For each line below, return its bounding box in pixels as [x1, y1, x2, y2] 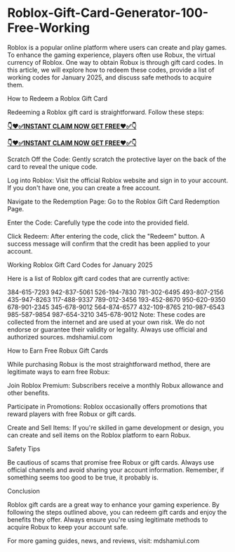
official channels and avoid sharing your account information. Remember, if [7, 465, 224, 474]
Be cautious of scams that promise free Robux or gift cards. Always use [7, 458, 215, 466]
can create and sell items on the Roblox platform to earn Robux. [7, 431, 192, 439]
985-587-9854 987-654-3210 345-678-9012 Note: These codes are [7, 310, 206, 318]
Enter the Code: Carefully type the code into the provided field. [7, 218, 189, 227]
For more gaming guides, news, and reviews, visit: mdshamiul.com [7, 537, 200, 545]
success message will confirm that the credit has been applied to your [7, 239, 210, 248]
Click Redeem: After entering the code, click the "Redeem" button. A [7, 232, 206, 240]
